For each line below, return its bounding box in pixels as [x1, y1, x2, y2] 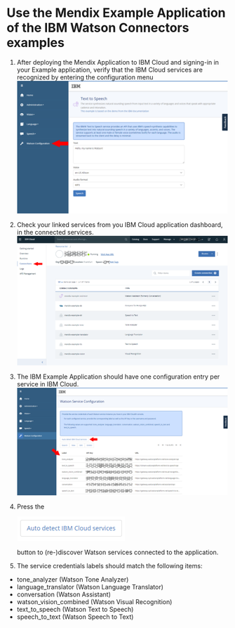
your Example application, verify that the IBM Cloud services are [16, 65, 203, 74]
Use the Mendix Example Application [6, 5, 226, 21]
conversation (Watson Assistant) [16, 590, 112, 598]
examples [6, 35, 65, 51]
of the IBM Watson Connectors [6, 20, 189, 36]
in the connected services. [16, 228, 94, 236]
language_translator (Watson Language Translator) [16, 582, 164, 591]
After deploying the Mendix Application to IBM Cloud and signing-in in [16, 58, 219, 66]
